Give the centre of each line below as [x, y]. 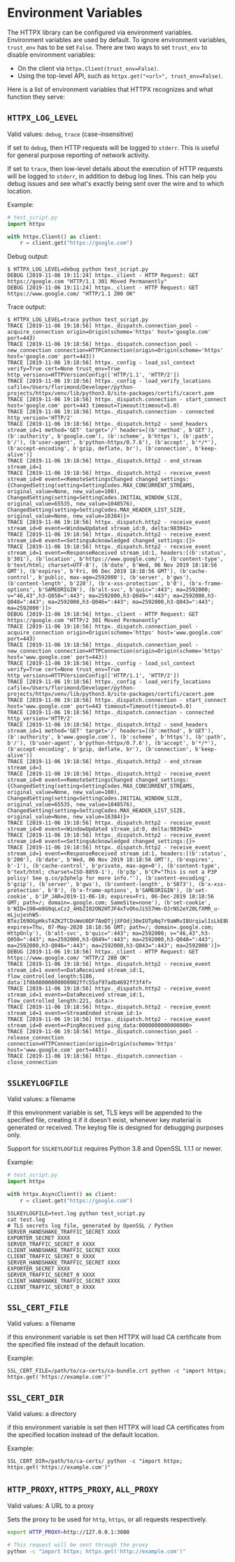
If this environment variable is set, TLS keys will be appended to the [105, 1112]
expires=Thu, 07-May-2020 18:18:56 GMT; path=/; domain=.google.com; [111, 927]
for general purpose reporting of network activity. [79, 155]
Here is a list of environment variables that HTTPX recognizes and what [110, 89]
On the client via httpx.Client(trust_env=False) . [88, 68]
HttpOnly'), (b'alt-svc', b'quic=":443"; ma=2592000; [87, 934]
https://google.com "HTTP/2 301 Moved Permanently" [84, 621]
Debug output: [28, 257]
